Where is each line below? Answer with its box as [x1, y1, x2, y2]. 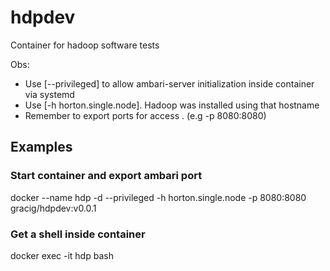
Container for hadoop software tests [10, 39, 160, 51]
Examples [10, 139, 73, 156]
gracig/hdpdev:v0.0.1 [10, 202, 97, 214]
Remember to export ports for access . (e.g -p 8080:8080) [24, 109, 267, 121]
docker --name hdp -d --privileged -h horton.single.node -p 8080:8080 [10, 191, 307, 203]
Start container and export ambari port [10, 169, 203, 183]
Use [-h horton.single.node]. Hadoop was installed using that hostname [24, 99, 320, 111]
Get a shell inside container [10, 227, 146, 241]
